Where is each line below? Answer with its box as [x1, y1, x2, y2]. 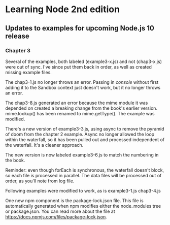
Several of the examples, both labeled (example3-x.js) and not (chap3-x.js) [5, 58, 162, 65]
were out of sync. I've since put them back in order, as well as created [5, 63, 152, 70]
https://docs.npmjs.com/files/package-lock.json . [5, 213, 108, 219]
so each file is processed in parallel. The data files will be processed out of [5, 172, 162, 178]
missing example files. [5, 69, 52, 75]
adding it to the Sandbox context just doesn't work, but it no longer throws [5, 84, 161, 90]
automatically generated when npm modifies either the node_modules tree [5, 203, 161, 209]
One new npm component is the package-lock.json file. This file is [5, 197, 144, 204]
